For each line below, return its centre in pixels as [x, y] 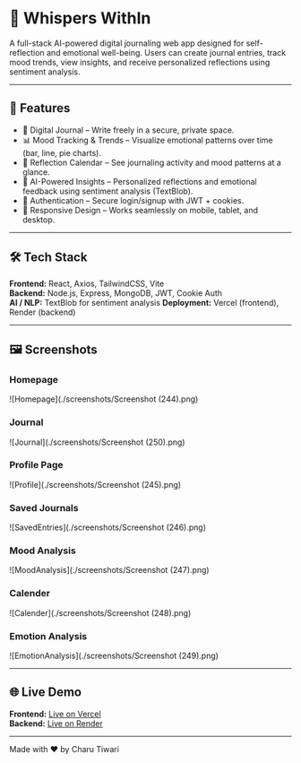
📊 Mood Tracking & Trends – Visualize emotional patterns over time [147, 140]
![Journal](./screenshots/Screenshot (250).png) [97, 442]
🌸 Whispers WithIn [80, 18]
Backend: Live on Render [56, 723]
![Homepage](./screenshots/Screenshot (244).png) [104, 399]
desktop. [39, 220]
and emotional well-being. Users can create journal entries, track [166, 52]
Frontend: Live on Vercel [55, 714]
